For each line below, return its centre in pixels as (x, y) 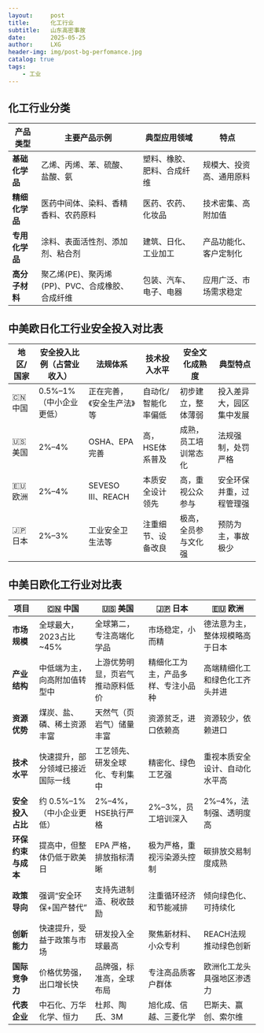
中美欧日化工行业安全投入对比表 (86, 328)
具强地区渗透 (227, 979)
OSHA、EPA (111, 442)
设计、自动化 (227, 769)
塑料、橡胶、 (167, 159)
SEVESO (104, 485)
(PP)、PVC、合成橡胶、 (85, 286)
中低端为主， (62, 668)
